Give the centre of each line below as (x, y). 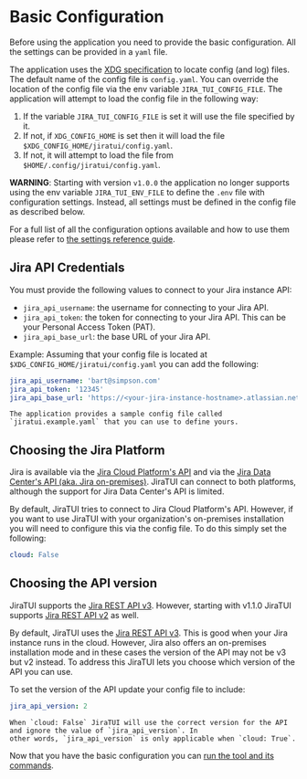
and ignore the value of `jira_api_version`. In (104, 731)
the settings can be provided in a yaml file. (89, 51)
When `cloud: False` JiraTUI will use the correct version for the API (148, 722)
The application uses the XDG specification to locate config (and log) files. (150, 69)
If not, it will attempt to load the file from (98, 155)
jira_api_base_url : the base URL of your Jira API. (116, 336)
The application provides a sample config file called (116, 414)
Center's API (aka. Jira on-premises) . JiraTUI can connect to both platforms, (153, 482)
